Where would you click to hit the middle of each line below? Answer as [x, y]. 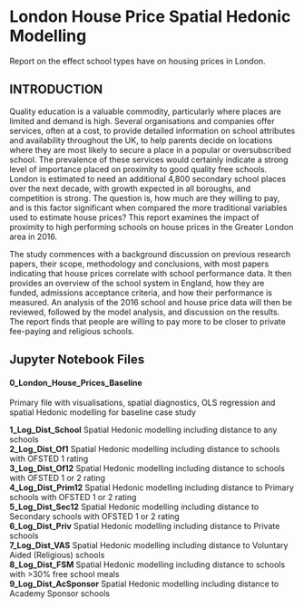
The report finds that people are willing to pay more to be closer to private [147, 321]
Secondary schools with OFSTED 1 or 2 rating [94, 516]
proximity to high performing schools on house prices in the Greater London [152, 227]
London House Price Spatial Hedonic [150, 17]
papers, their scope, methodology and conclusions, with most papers [139, 264]
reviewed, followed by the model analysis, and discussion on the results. [145, 312]
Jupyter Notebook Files [77, 360]
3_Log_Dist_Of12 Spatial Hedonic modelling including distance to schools [147, 468]
